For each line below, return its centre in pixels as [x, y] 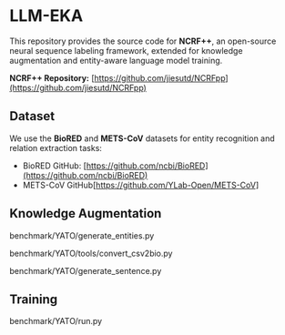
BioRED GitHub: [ [54, 166]
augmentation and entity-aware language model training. [116, 60]
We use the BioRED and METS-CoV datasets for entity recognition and [142, 138]
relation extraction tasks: [56, 147]
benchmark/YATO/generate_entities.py [82, 235]
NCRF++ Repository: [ [52, 77]
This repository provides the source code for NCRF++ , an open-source [143, 41]
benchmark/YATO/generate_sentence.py [86, 270]
